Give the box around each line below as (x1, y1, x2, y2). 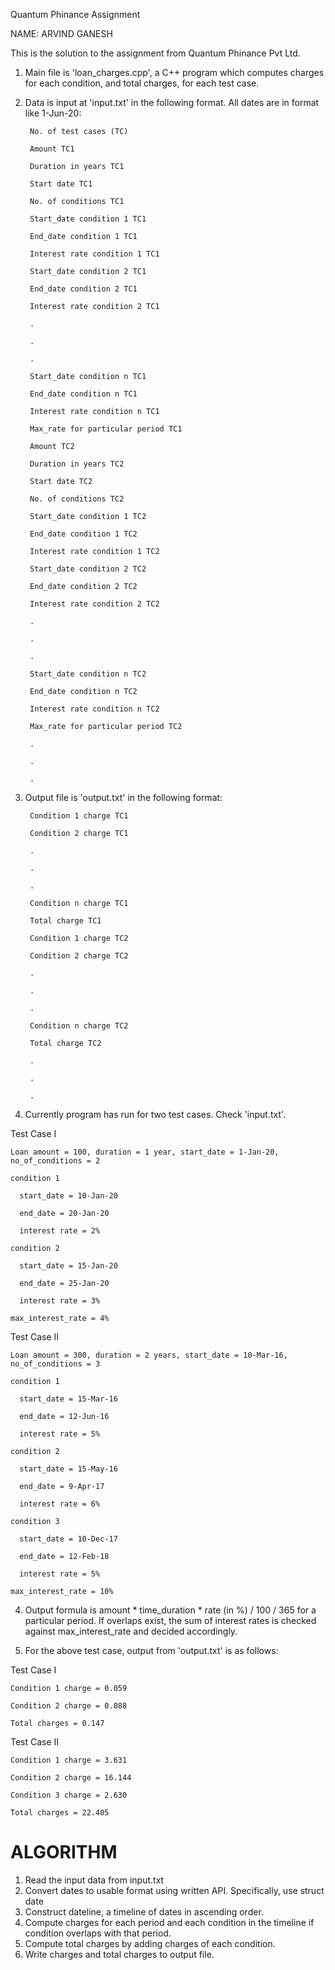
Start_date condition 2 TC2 (29, 564, 147, 574)
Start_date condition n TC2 (29, 669, 147, 679)
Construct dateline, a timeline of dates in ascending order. (24, 1905, 264, 1918)
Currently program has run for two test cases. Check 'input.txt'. (24, 1109, 287, 1120)
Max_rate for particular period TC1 (29, 424, 183, 434)
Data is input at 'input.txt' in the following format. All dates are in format (24, 97, 320, 108)
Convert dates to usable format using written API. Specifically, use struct (24, 1884, 325, 1896)
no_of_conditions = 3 (10, 1359, 101, 1369)
